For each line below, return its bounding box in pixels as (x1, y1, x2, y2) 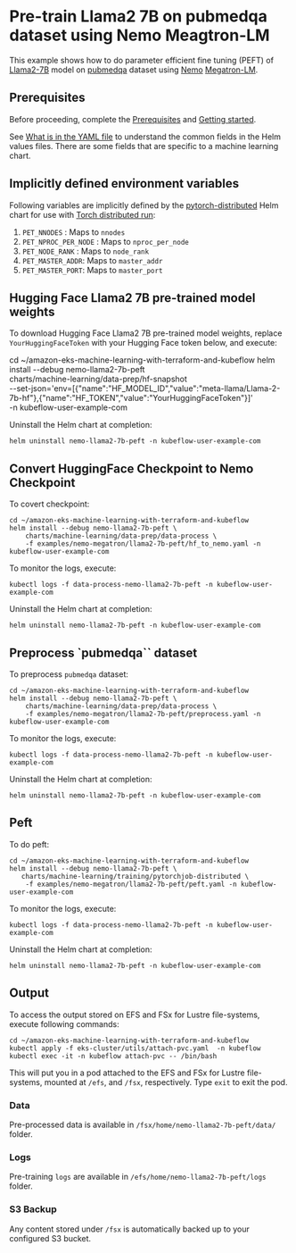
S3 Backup (9, 1203, 58, 1215)
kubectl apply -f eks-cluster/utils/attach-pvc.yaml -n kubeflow (9, 1043, 261, 1053)
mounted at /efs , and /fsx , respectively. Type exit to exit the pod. (44, 1076, 288, 1087)
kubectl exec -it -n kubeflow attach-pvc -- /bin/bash (9, 1051, 218, 1060)
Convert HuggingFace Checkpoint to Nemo (9, 461, 254, 476)
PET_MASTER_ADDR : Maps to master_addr (21, 255, 163, 265)
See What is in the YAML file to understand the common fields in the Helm (9, 131, 281, 142)
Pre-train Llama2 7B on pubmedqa (9, 6, 267, 27)
